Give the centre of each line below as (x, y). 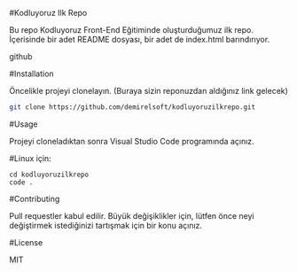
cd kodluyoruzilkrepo (49, 175)
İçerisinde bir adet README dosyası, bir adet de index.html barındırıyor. (140, 39)
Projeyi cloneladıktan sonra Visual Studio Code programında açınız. (132, 141)
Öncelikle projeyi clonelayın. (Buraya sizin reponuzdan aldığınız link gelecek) (148, 91)
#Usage (23, 124)
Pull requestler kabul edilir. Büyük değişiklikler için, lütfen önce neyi (132, 215)
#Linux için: (30, 158)
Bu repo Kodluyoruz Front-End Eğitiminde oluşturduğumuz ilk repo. (132, 30)
